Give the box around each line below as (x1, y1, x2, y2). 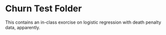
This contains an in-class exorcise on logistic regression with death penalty (5, 19, 161, 25)
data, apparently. (5, 24, 40, 30)
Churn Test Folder (5, 3, 82, 14)
